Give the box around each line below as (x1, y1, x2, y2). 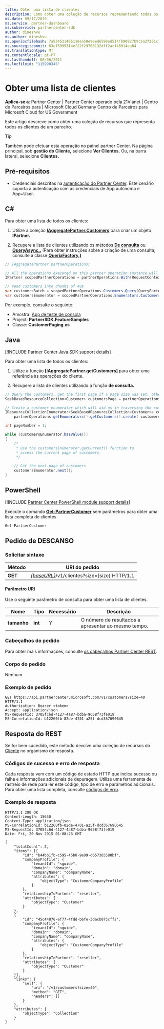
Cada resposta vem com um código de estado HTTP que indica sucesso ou (5, 771, 157, 777)
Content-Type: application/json (5, 818, 71, 823)
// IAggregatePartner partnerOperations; (5, 262, 91, 267)
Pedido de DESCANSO (5, 536, 74, 545)
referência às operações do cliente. (12, 373, 84, 379)
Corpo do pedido (5, 661, 46, 667)
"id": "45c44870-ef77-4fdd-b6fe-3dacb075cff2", (22, 917, 121, 922)
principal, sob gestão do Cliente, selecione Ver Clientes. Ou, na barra (5, 148, 146, 154)
